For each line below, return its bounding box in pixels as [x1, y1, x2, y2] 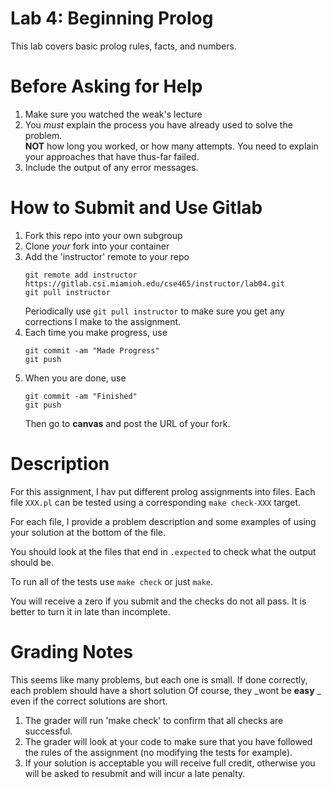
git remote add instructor [24, 270, 138, 280]
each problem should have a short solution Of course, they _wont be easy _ [10, 684, 322, 696]
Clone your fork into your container [24, 240, 170, 252]
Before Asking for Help [10, 75, 203, 98]
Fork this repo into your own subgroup [24, 229, 183, 241]
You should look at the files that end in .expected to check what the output [10, 545, 317, 557]
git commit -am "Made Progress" [24, 345, 160, 356]
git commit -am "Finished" [24, 391, 138, 401]
